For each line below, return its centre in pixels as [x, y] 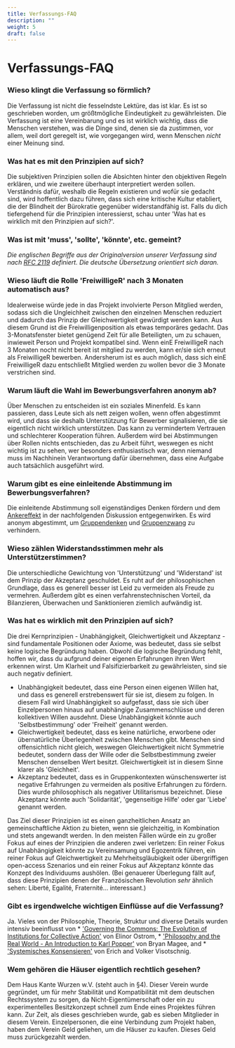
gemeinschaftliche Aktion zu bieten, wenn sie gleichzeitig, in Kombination [113, 828]
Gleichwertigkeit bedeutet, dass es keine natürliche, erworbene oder [116, 732]
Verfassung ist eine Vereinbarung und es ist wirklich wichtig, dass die [108, 120]
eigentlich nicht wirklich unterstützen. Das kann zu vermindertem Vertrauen [116, 428]
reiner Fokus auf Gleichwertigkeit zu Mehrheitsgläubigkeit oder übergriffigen [118, 858]
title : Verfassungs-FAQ [42, 14]
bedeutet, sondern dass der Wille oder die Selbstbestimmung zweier [116, 755]
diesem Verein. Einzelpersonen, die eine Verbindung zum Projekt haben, [112, 1022]
